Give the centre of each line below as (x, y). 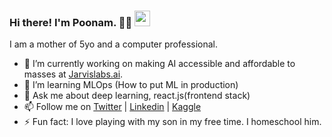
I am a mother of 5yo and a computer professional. (114, 44)
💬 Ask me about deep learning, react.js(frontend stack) (137, 96)
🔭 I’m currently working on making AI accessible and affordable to (159, 64)
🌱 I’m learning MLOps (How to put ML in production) (131, 85)
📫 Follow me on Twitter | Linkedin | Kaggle (112, 107)
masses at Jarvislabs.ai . (73, 74)
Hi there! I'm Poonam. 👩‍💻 (71, 22)
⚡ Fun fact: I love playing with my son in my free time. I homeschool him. (172, 122)
